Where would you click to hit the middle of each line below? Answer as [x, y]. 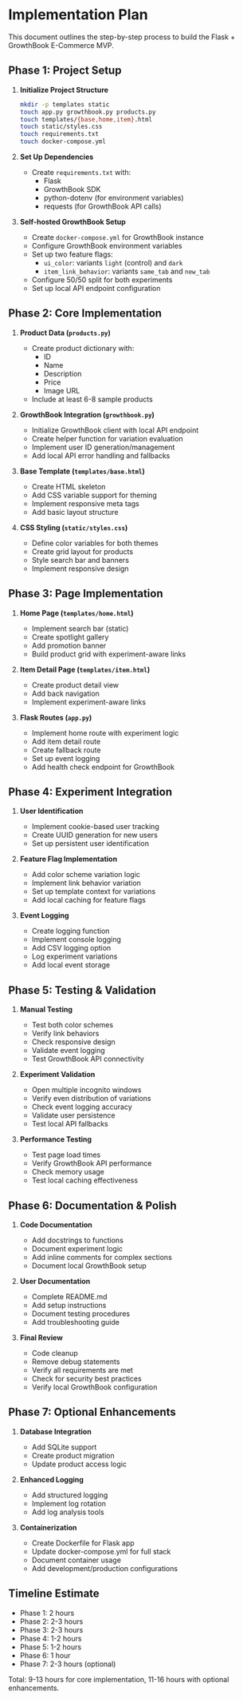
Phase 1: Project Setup [65, 71]
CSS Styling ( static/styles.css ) [74, 527]
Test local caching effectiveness [84, 1180]
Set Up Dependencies [57, 157]
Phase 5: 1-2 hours [51, 1647]
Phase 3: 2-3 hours [51, 1629]
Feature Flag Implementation [69, 859]
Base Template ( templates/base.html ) [82, 471]
